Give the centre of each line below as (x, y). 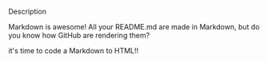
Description (27, 12)
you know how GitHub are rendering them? (79, 35)
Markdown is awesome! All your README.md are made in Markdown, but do (134, 27)
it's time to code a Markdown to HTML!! (74, 50)
